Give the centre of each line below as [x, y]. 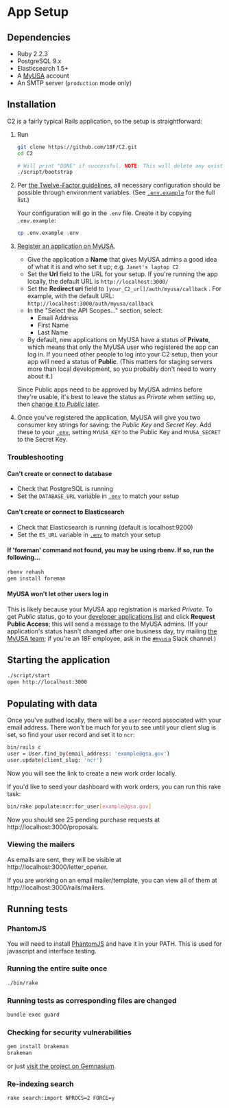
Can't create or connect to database [60, 473]
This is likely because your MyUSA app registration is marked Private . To [110, 609]
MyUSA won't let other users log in [58, 594]
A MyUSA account [43, 76]
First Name [53, 325]
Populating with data [52, 704]
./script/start [29, 676]
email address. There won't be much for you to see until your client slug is [112, 727]
